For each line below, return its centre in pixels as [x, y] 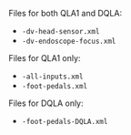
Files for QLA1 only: [45, 58]
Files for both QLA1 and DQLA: [65, 13]
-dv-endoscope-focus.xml [69, 41]
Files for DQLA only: [46, 103]
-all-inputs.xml [52, 77]
